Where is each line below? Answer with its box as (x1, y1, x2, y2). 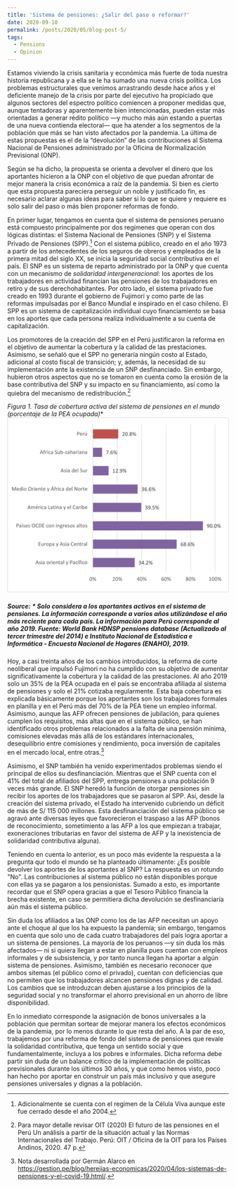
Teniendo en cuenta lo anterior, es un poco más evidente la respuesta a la (7, 850, 221, 858)
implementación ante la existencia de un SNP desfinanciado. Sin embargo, (7, 365, 223, 373)
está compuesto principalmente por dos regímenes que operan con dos (7, 223, 216, 232)
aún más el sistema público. (7, 902, 88, 911)
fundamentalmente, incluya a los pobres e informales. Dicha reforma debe (7, 1049, 223, 1057)
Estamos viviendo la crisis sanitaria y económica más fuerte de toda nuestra (7, 69, 228, 77)
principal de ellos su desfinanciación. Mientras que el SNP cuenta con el (7, 769, 216, 777)
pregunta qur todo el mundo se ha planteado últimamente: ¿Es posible (7, 858, 211, 866)
